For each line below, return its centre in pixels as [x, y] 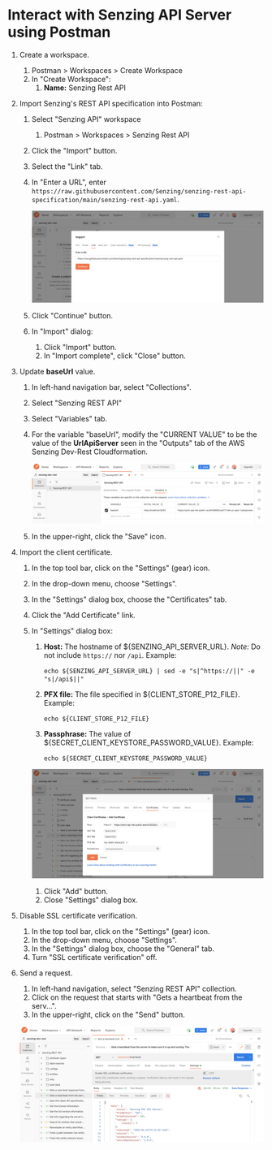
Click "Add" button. [76, 891]
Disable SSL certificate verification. [78, 915]
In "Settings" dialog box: [72, 631]
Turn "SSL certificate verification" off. [94, 957]
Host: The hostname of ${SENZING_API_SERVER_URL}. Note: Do [152, 646]
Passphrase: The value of [87, 734]
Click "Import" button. [80, 347]
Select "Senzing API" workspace [86, 119]
